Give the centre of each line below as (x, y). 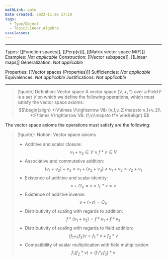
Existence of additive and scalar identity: (66, 178)
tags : (11, 19)
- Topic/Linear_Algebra (34, 28)
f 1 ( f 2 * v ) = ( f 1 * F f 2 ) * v (93, 253)
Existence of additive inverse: (55, 194)
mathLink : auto (21, 10)
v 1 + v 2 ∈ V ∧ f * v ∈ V (93, 152)
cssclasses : (17, 33)
